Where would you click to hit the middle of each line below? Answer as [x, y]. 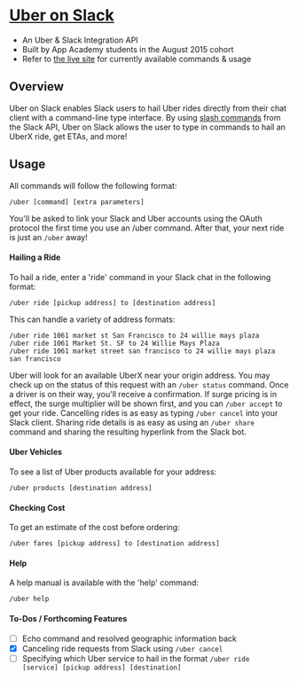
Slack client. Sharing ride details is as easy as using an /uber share [132, 422]
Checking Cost [37, 507]
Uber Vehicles [36, 452]
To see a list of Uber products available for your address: [113, 472]
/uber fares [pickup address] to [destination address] [114, 544]
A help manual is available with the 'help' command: [104, 583]
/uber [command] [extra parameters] [77, 202]
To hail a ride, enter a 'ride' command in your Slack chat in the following [140, 277]
